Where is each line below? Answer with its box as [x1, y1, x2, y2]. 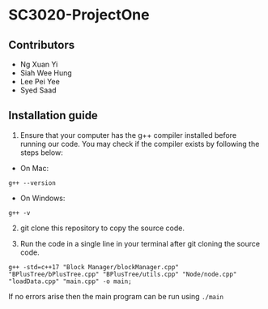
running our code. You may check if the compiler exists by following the [19, 139, 260, 148]
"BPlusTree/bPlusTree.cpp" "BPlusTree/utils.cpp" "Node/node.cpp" [8, 270, 237, 278]
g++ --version [8, 178, 57, 187]
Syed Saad [19, 85, 57, 95]
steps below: [19, 148, 63, 157]
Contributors [8, 38, 75, 52]
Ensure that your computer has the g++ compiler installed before [19, 130, 237, 139]
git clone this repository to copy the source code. [19, 223, 185, 233]
